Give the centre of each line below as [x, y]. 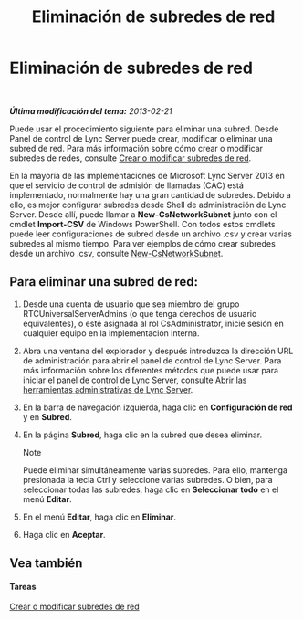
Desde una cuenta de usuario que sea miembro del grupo [131, 304]
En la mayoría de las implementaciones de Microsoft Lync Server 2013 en [147, 175]
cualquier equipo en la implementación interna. [111, 333]
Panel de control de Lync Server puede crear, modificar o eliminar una [141, 138]
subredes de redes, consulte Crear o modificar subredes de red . [131, 158]
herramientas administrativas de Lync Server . [108, 389]
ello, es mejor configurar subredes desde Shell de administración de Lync [148, 205]
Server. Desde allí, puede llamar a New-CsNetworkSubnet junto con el [143, 214]
